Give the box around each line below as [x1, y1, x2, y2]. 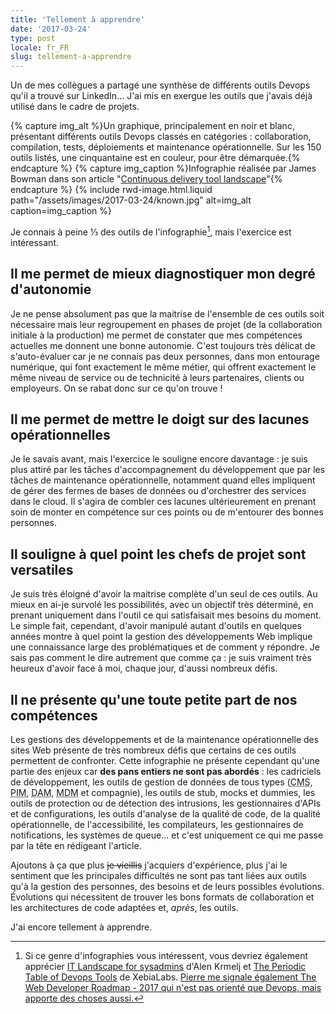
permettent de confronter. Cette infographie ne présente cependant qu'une [10, 755, 320, 767]
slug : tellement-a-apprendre [10, 52, 132, 62]
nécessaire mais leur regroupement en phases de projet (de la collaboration [10, 318, 323, 330]
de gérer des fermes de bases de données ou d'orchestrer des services [10, 485, 307, 497]
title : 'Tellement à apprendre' [10, 14, 145, 25]
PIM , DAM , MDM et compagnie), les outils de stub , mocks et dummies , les [10, 787, 316, 799]
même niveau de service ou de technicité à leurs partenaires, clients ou [10, 371, 305, 383]
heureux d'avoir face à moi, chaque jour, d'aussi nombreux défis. [10, 662, 278, 675]
